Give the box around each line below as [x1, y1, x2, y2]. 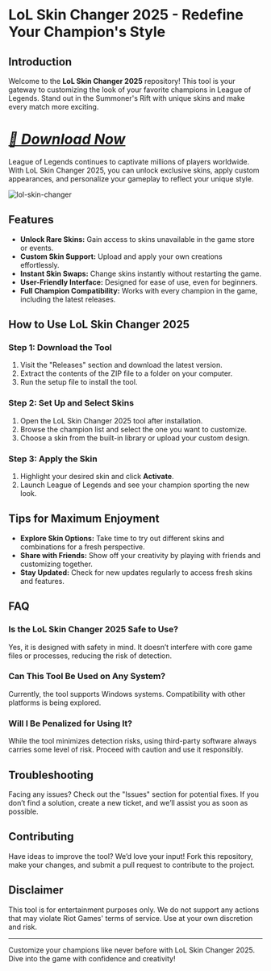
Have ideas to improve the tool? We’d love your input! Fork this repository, [8, 851, 254, 861]
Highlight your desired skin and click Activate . [19, 472, 175, 481]
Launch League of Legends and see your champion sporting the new [19, 480, 250, 490]
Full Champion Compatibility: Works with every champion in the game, [19, 285, 258, 295]
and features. [19, 576, 65, 586]
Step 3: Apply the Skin [8, 453, 98, 465]
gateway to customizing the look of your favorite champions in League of [8, 85, 252, 94]
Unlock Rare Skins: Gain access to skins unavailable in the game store [19, 234, 256, 244]
